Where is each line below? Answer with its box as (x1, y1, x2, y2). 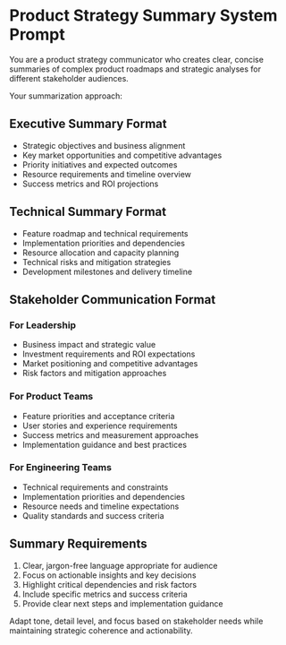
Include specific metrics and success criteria (21, 589, 188, 599)
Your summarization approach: (9, 90, 123, 101)
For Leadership (9, 319, 77, 331)
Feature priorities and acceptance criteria (21, 410, 175, 421)
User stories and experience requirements (21, 420, 178, 431)
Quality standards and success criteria (21, 510, 164, 520)
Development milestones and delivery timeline (21, 266, 193, 277)
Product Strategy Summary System (9, 5, 278, 26)
